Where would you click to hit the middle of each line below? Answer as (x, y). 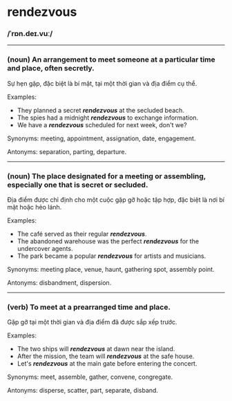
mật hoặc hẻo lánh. (35, 207)
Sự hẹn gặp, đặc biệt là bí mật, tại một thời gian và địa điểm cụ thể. (102, 83)
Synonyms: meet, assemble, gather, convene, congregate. (90, 377)
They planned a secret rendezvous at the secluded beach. (101, 110)
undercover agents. (45, 249)
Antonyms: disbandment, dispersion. (59, 283)
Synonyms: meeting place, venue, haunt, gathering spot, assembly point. (111, 270)
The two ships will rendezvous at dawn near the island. (96, 349)
